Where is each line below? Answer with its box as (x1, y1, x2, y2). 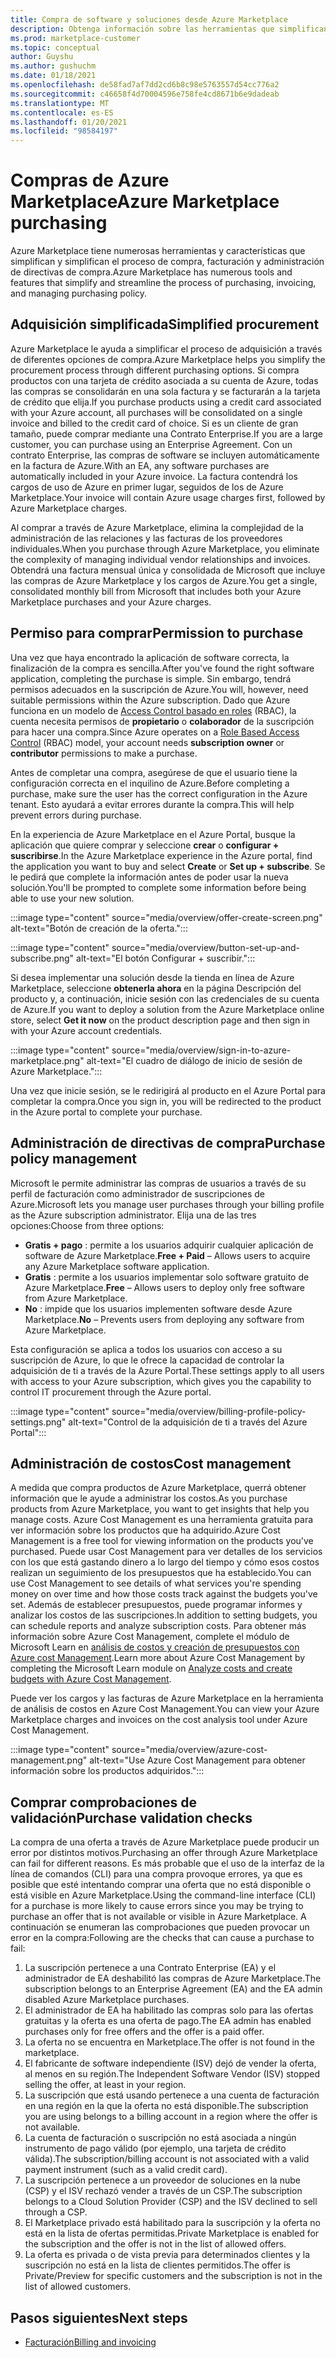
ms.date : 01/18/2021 (10, 71, 97, 81)
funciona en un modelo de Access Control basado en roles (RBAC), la (10, 704, 297, 716)
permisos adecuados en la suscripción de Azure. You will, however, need (10, 683, 309, 695)
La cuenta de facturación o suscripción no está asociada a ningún (24, 2132, 297, 2144)
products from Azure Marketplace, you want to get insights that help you (10, 1503, 310, 1515)
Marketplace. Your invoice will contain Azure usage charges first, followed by (10, 491, 326, 503)
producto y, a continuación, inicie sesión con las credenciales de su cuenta (10, 992, 320, 1005)
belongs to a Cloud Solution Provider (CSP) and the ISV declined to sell (24, 2196, 318, 2208)
